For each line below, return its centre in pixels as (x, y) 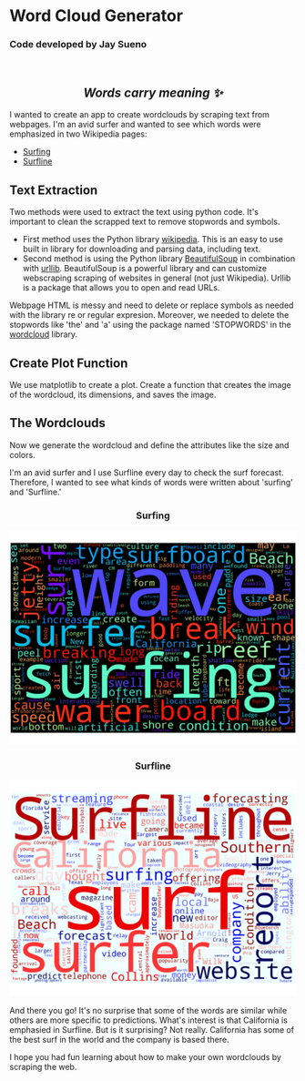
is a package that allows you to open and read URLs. (121, 288)
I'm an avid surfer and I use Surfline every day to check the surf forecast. (147, 472)
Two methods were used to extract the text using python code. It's (134, 212)
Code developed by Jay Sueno (78, 45)
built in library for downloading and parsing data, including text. (142, 249)
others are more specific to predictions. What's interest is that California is (149, 1020)
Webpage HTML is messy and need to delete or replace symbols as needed (152, 305)
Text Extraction (54, 190)
